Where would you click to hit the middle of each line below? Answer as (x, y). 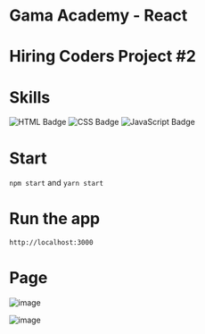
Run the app (55, 219)
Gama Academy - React (98, 16)
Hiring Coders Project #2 (102, 57)
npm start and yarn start (57, 183)
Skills (30, 97)
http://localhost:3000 (51, 243)
